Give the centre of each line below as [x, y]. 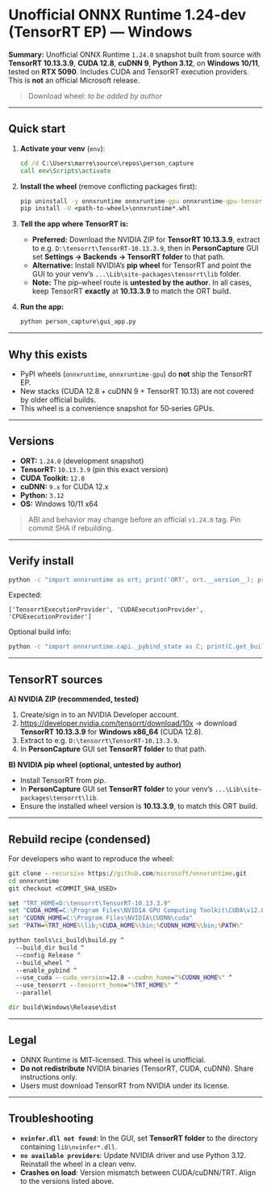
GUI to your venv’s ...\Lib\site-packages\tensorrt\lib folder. [137, 274]
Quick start [37, 129]
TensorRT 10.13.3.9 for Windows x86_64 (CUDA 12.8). [111, 732]
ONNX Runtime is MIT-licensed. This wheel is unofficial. [113, 1059]
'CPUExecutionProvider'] [50, 617]
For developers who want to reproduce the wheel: [92, 858]
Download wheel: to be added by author [95, 95]
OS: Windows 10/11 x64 [59, 504]
